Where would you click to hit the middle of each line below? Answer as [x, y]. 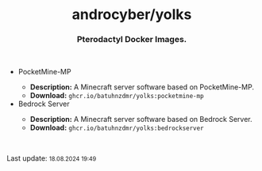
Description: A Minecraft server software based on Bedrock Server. [141, 120]
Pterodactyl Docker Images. [132, 40]
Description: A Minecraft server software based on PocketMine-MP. [142, 87]
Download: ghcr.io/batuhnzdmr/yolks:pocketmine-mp [117, 96]
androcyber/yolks [132, 15]
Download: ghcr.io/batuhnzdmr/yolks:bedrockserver [117, 127]
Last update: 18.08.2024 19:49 [52, 158]
